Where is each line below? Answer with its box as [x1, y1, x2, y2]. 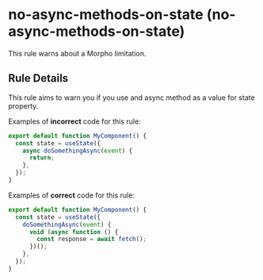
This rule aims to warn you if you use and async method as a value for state [8, 93, 255, 102]
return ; [29, 154, 55, 162]
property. [8, 101, 39, 110]
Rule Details [8, 71, 69, 85]
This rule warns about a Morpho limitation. [8, 48, 147, 58]
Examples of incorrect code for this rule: [8, 117, 141, 126]
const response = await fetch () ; [36, 236, 147, 244]
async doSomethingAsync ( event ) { [22, 147, 133, 155]
